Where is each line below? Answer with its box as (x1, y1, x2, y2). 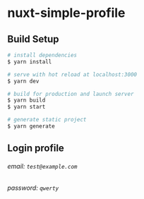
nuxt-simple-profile (7, 5, 126, 21)
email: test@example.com (7, 162, 78, 170)
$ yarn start (7, 104, 46, 111)
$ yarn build (7, 97, 46, 104)
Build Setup (7, 33, 59, 45)
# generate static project (7, 116, 87, 123)
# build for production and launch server (7, 90, 134, 97)
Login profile (7, 143, 65, 155)
